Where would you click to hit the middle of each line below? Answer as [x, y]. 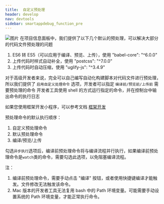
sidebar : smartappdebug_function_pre [44, 24]
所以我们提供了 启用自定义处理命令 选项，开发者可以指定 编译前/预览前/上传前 [79, 84]
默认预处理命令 [27, 134]
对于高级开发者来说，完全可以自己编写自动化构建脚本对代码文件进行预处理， [83, 78]
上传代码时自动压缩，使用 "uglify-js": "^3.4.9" [59, 67]
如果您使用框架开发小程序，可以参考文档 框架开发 [56, 107]
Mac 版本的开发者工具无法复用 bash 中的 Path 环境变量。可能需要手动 [83, 191]
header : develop [22, 14]
